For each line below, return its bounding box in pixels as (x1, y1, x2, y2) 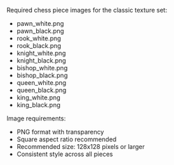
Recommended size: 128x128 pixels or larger (16, 143, 145, 150)
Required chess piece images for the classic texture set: (6, 6, 168, 14)
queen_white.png (16, 79, 67, 86)
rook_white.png (16, 34, 61, 42)
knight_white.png (16, 49, 67, 57)
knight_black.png (16, 56, 67, 65)
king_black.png (16, 101, 61, 109)
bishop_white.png (16, 64, 68, 72)
